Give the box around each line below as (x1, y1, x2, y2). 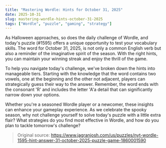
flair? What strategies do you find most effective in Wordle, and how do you (5, 117, 160, 123)
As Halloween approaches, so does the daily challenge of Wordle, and (5, 35, 149, 41)
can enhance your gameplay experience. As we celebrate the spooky (5, 107, 147, 113)
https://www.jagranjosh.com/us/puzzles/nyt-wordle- (51, 132, 159, 138)
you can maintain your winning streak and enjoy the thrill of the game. (5, 56, 148, 62)
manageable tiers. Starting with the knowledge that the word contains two (5, 71, 156, 77)
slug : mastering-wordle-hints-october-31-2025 (5, 16, 103, 21)
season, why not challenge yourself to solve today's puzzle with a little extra (5, 112, 161, 118)
